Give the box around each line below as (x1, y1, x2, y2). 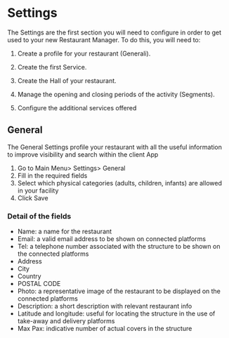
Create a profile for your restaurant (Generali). (17, 49, 151, 58)
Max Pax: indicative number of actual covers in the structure (17, 325, 192, 333)
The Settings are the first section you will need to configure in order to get (7, 28, 222, 37)
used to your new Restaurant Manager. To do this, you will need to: (7, 35, 201, 44)
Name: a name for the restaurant (17, 227, 112, 236)
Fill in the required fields (17, 171, 88, 180)
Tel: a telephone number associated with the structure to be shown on (17, 242, 221, 251)
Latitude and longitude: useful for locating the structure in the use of (17, 309, 216, 318)
